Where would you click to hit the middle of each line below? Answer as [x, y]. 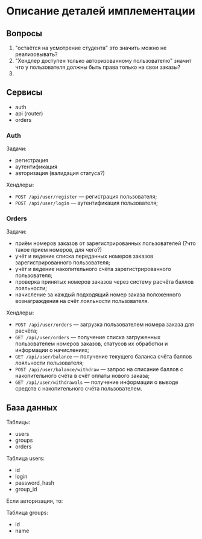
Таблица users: [26, 458]
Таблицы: [18, 422]
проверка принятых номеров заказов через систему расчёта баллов [104, 282]
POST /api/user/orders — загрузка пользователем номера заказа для [104, 325]
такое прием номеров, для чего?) [58, 250]
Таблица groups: [27, 513]
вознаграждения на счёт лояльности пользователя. [82, 301]
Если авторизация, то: [35, 501]
